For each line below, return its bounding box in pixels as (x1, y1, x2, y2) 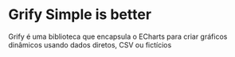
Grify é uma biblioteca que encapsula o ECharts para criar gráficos (8, 32, 228, 41)
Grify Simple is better (8, 6, 152, 24)
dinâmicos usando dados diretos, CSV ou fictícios (8, 40, 172, 49)
